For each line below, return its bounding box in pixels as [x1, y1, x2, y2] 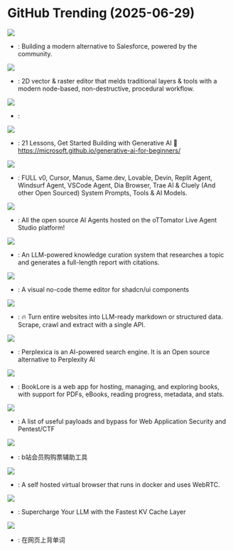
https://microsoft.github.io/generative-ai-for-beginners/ [17, 146, 181, 155]
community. [17, 49, 53, 58]
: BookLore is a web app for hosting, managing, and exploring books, [17, 382, 220, 391]
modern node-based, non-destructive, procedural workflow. [17, 84, 195, 93]
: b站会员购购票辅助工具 [17, 453, 88, 461]
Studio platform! [17, 223, 65, 232]
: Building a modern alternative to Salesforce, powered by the [17, 41, 197, 51]
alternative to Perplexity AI [17, 355, 96, 364]
